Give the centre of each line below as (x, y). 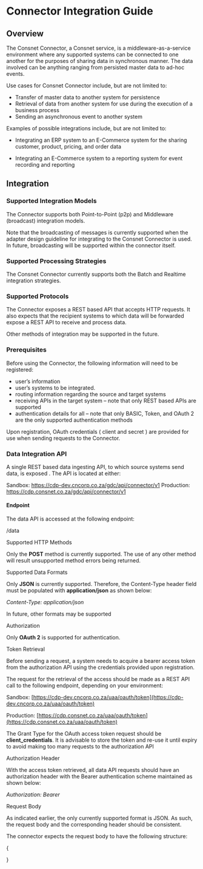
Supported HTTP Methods (39, 542)
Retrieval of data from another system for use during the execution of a (104, 104)
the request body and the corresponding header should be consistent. (94, 825)
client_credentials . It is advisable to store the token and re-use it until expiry (102, 740)
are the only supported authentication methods (74, 420)
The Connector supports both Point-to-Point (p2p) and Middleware (90, 214)
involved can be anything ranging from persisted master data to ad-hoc (95, 67)
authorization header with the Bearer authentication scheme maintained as (99, 776)
